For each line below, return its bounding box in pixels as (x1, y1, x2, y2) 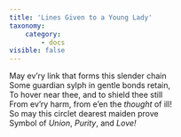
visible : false (9, 46, 66, 55)
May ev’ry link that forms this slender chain (9, 70, 167, 81)
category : (25, 29, 62, 38)
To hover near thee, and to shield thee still (9, 90, 163, 101)
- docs (41, 37, 66, 47)
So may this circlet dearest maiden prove (9, 109, 159, 119)
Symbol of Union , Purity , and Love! (9, 117, 137, 129)
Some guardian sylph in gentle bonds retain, (9, 80, 171, 91)
